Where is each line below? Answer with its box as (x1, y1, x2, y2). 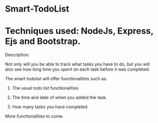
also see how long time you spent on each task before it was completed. (5, 66, 150, 72)
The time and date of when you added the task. (12, 94, 107, 100)
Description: (5, 52, 30, 58)
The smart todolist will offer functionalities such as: (5, 76, 107, 82)
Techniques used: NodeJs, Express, (5, 26, 154, 37)
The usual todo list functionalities (12, 85, 79, 91)
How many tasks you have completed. (12, 104, 89, 110)
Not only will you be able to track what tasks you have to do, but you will (5, 61, 150, 67)
